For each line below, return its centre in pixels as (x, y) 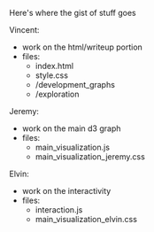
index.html (54, 66)
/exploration (57, 94)
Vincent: (24, 30)
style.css (52, 75)
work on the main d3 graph (71, 128)
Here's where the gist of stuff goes (73, 13)
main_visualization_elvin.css (86, 219)
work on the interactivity (66, 191)
